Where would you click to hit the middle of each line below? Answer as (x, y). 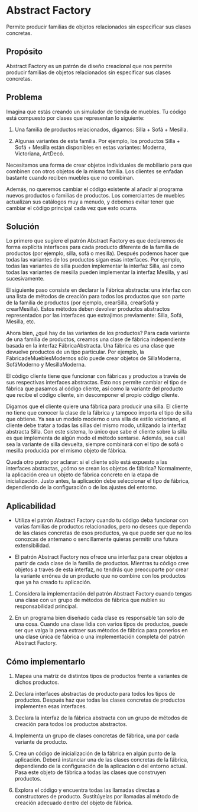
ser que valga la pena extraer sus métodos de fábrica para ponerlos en (101, 631)
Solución (23, 226)
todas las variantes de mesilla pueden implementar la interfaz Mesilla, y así (97, 272)
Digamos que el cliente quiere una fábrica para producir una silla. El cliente (97, 406)
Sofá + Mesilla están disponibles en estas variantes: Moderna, (90, 147)
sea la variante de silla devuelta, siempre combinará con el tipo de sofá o (95, 444)
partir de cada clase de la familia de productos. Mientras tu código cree (102, 563)
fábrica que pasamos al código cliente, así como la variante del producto (95, 389)
